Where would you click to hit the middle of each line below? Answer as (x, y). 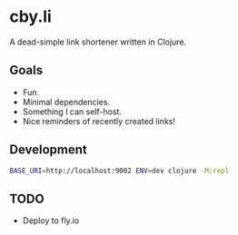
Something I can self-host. (72, 112)
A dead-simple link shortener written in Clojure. (98, 42)
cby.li (30, 17)
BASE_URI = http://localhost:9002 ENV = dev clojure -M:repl (119, 171)
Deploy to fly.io (51, 220)
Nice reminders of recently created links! (99, 121)
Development (49, 150)
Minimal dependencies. (66, 102)
